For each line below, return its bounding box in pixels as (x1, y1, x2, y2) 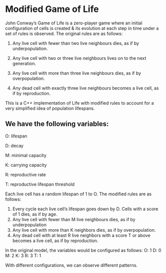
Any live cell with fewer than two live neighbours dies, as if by (12, 40, 140, 46)
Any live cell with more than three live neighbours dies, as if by (12, 70, 141, 76)
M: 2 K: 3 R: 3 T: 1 (5, 253, 41, 259)
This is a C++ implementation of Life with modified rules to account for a (5, 100, 154, 106)
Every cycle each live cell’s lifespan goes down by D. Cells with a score (12, 206, 159, 212)
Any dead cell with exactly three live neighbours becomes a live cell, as (12, 85, 159, 91)
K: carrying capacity (5, 162, 47, 168)
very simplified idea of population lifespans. (5, 105, 95, 111)
